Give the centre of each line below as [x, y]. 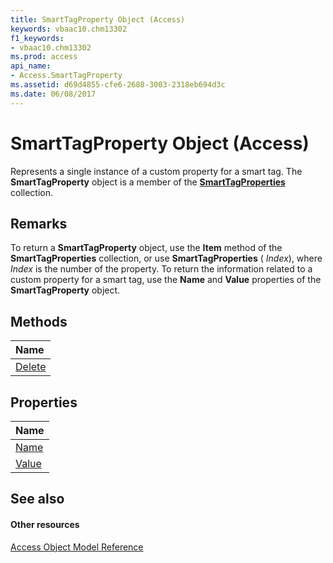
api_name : [31, 66]
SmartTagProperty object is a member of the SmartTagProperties [148, 182]
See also [37, 499]
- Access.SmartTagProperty [66, 76]
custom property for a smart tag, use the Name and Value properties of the [166, 280]
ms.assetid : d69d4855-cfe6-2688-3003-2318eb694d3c [118, 85]
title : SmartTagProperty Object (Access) [98, 19]
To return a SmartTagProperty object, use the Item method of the [146, 248]
